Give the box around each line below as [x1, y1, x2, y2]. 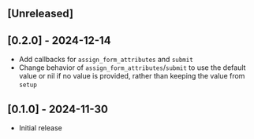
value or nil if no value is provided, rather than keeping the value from [18, 71, 245, 81]
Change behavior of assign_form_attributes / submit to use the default [18, 63, 246, 72]
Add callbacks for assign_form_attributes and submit [18, 55, 194, 64]
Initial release [18, 123, 62, 133]
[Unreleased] [7, 7, 74, 20]
